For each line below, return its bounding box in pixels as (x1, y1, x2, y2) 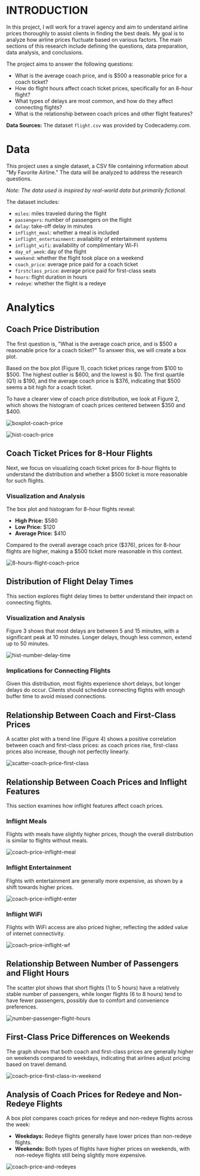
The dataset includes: (6, 198, 60, 205)
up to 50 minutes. (6, 640, 50, 647)
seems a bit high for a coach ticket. (6, 383, 93, 390)
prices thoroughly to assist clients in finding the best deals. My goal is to (6, 29, 184, 36)
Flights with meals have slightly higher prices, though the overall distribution (6, 830, 194, 838)
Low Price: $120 (14, 523, 56, 530)
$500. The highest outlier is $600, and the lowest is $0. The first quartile (6, 371, 185, 378)
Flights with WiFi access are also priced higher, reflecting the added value (6, 923, 188, 930)
